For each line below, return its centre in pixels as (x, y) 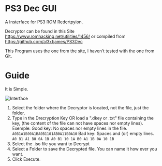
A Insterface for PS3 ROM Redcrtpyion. (44, 22)
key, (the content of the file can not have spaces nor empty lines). (78, 123)
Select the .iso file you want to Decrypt (51, 144)
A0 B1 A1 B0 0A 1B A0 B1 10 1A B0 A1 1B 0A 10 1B (63, 139)
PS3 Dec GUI (31, 8)
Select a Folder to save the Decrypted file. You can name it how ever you (84, 149)
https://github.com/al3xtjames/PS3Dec (44, 41)
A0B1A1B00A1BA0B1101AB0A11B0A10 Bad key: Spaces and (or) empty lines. (83, 133)
